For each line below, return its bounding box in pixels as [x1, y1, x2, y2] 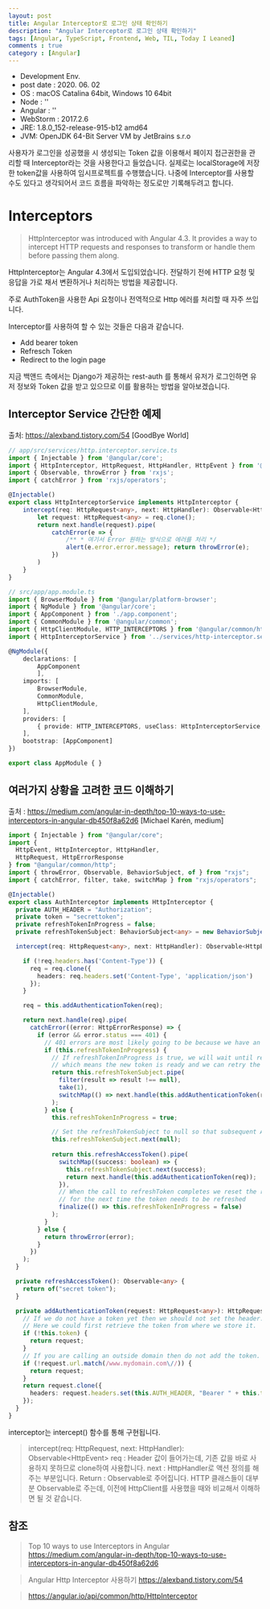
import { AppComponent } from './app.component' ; [8, 610, 178, 619]
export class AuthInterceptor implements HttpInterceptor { [8, 898, 215, 906]
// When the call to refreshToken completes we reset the [59, 1188, 257, 1196]
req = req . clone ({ [29, 964, 92, 972]
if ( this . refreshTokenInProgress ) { [43, 1046, 167, 1054]
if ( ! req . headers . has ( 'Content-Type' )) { [22, 956, 163, 965]
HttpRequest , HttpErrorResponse [15, 853, 125, 862]
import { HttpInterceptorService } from [8, 632, 146, 641]
